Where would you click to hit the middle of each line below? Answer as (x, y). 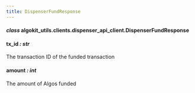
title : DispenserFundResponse (44, 11)
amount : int (21, 71)
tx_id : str (18, 44)
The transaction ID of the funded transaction (60, 57)
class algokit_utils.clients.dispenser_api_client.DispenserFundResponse (98, 31)
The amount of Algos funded (41, 84)
